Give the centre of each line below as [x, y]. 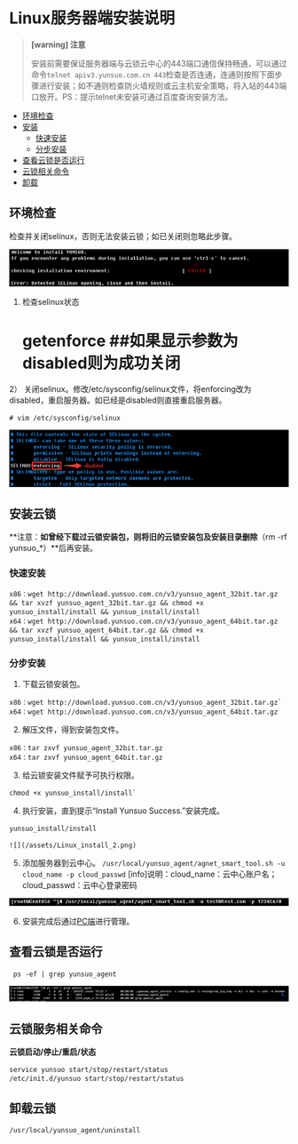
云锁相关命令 [45, 171]
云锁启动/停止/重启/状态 [53, 1052]
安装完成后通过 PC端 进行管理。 [78, 921]
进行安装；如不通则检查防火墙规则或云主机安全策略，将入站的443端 [163, 85]
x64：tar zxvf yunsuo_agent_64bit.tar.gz [86, 757]
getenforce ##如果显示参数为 [130, 341]
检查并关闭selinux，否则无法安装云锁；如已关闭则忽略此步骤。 [123, 236]
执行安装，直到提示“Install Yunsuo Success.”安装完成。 [123, 811]
